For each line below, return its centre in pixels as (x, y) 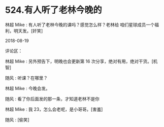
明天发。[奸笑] (28, 31)
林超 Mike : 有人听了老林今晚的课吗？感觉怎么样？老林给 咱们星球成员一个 (80, 25)
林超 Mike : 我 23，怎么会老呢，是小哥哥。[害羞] (54, 109)
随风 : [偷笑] (17, 120)
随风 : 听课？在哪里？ (26, 78)
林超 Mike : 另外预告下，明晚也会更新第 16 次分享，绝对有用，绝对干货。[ (79, 61)
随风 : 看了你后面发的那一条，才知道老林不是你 (52, 98)
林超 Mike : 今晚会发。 (28, 88)
